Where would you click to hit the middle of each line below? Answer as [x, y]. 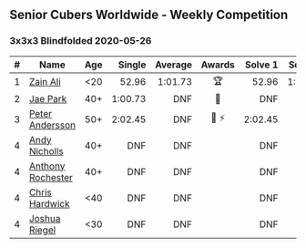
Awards [218, 65]
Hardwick [49, 203]
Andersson [52, 125]
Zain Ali [45, 82]
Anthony [47, 166]
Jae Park [48, 98]
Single [132, 65]
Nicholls [46, 151]
